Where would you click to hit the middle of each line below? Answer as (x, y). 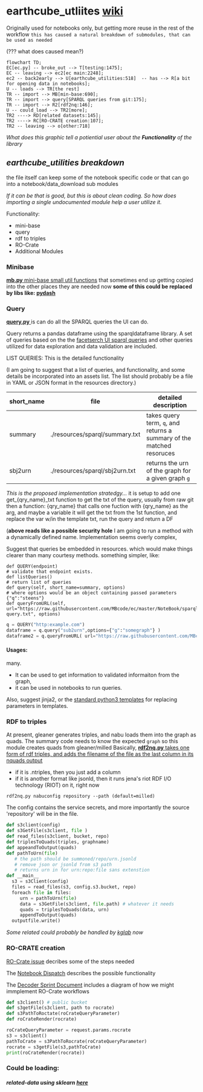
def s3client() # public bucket (47, 1002)
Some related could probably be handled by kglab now (75, 932)
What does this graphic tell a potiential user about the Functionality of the (99, 137)
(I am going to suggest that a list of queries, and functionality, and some (96, 370)
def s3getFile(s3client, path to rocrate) (60, 1008)
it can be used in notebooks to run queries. (69, 688)
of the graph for (169, 471)
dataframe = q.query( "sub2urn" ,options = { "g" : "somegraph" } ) (84, 630)
